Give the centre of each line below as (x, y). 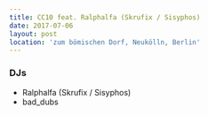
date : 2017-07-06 (41, 26)
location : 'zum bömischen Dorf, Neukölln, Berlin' (105, 42)
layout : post (33, 34)
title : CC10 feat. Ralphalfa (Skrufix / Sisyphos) (105, 17)
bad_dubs (40, 102)
